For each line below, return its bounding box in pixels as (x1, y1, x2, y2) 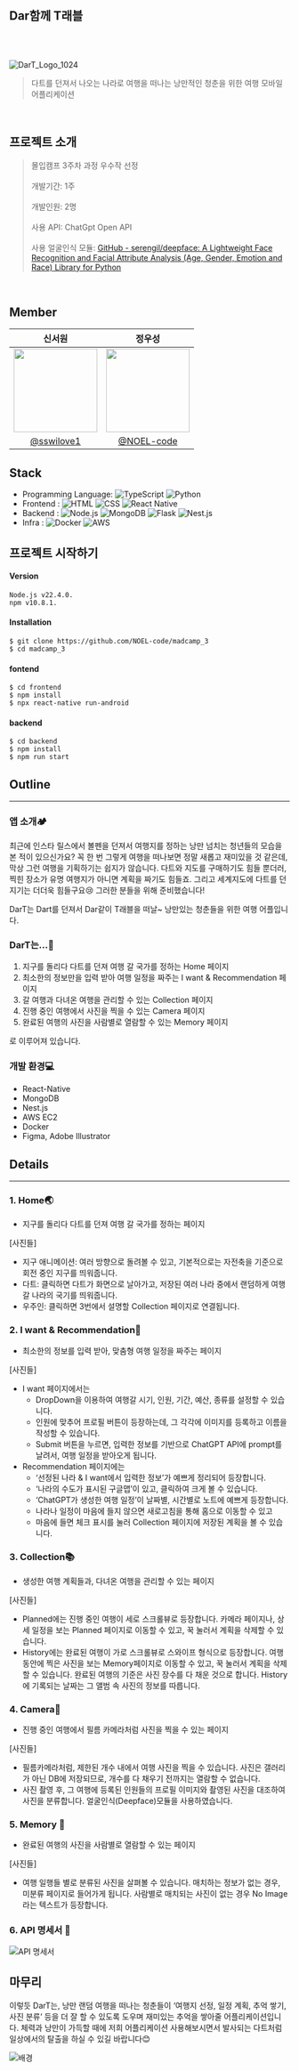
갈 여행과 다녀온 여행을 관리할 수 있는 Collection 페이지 (21, 994, 214, 1005)
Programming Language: (21, 489, 114, 500)
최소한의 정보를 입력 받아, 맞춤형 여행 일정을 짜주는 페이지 (21, 1345, 222, 1355)
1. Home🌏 (9, 1193, 54, 1206)
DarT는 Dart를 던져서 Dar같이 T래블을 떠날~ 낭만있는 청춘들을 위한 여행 (9, 903, 258, 914)
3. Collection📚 (9, 1551, 76, 1564)
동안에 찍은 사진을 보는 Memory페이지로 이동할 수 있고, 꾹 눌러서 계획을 (21, 1658, 271, 1669)
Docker (21, 1121, 50, 1132)
